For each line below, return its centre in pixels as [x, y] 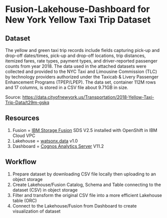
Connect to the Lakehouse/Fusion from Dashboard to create [74, 205]
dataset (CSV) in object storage [45, 190]
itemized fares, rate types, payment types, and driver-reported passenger [81, 61]
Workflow [21, 162]
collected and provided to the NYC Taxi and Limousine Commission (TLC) [81, 71]
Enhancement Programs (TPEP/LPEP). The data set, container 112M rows [81, 82]
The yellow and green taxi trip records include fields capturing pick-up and [82, 50]
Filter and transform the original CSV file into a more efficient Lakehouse [87, 195]
